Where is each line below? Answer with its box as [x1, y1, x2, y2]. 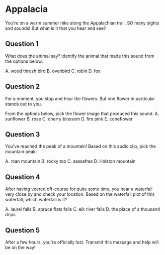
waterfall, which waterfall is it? [5, 197, 68, 203]
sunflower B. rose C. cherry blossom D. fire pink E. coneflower [5, 116, 133, 122]
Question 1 [5, 40, 39, 48]
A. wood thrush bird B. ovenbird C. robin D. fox [5, 68, 101, 74]
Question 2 [5, 82, 40, 91]
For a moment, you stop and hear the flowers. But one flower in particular [5, 96, 156, 102]
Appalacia [5, 3, 48, 15]
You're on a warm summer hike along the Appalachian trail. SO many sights [5, 20, 160, 26]
